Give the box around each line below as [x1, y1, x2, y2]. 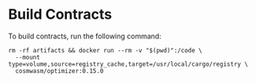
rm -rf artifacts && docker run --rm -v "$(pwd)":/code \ [8, 46, 202, 54]
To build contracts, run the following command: [8, 31, 161, 41]
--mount [15, 53, 41, 61]
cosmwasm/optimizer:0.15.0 [15, 67, 104, 75]
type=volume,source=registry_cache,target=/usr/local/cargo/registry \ [8, 60, 248, 68]
